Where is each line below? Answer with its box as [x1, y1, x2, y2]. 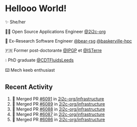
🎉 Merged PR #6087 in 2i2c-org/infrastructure [12, 111, 105, 117]
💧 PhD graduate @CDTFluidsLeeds [5, 57, 74, 63]
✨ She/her [5, 19, 26, 25]
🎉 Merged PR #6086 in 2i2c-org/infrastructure [12, 116, 105, 122]
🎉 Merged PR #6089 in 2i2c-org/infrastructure [12, 101, 105, 107]
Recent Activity [5, 83, 53, 91]
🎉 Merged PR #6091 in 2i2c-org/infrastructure [12, 95, 104, 102]
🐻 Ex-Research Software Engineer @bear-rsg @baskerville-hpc [5, 38, 132, 44]
